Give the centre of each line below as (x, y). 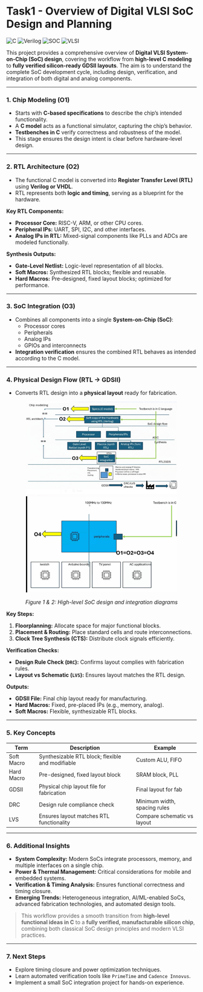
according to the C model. (47, 358)
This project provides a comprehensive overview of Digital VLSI (86, 52)
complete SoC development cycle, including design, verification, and (92, 72)
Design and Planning (59, 24)
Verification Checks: (33, 650)
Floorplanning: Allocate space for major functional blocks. (88, 626)
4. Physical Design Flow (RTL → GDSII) (63, 379)
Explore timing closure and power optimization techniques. (88, 970)
